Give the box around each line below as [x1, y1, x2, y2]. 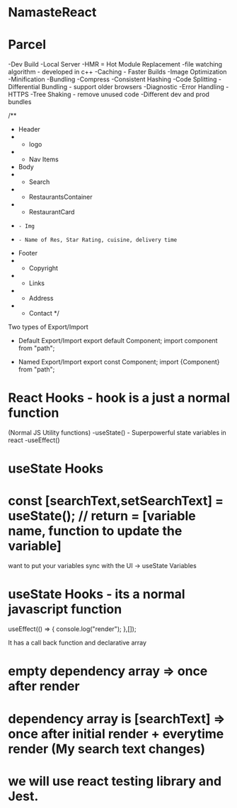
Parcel [8, 37, 47, 53]
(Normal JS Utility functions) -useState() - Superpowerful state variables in [8, 429, 227, 437]
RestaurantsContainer [28, 192, 93, 202]
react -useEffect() [8, 436, 60, 444]
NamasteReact [8, 4, 97, 21]
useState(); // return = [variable [8, 508, 197, 524]
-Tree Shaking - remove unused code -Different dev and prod [30, 90, 209, 99]
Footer [18, 249, 38, 258]
